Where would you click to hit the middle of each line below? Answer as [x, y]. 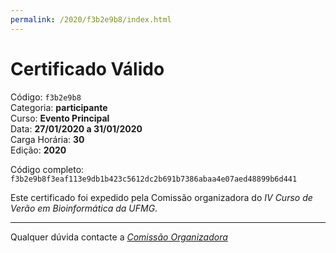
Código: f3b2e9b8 [46, 97]
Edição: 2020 [38, 150]
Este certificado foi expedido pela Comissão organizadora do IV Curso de [161, 197]
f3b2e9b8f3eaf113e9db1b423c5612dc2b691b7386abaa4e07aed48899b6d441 [154, 179]
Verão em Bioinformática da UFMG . [84, 208]
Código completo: [47, 169]
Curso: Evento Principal [60, 118]
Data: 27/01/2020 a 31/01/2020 [76, 128]
